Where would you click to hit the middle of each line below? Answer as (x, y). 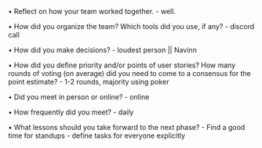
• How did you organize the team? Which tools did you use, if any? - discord (131, 26)
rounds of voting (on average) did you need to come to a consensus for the (129, 73)
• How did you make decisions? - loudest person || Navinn (103, 50)
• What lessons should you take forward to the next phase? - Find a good (127, 127)
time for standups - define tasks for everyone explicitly (97, 135)
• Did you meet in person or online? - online (79, 97)
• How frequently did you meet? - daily (71, 112)
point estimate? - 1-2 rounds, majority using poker (89, 82)
